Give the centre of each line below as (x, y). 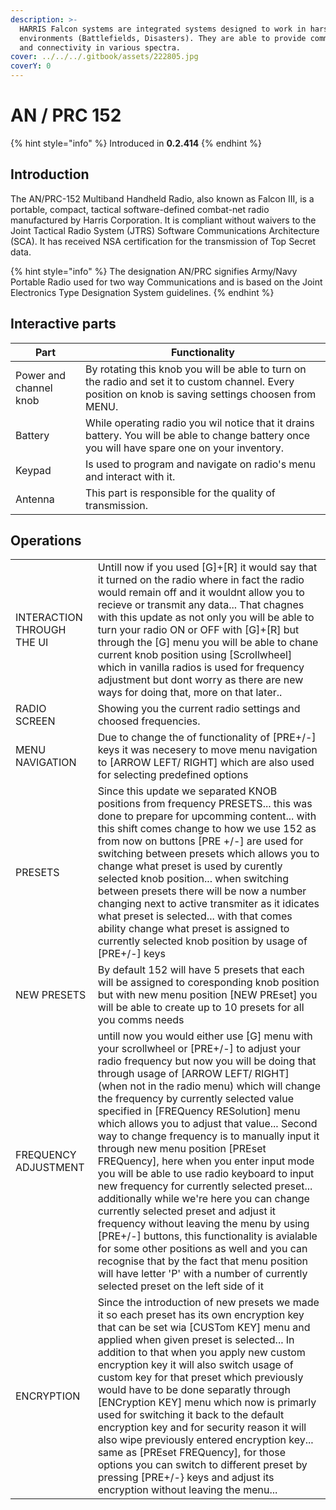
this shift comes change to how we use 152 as (207, 829)
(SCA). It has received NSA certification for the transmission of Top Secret (163, 241)
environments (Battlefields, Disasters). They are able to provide (163, 38)
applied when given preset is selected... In (196, 1340)
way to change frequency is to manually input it (208, 1136)
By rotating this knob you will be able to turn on (195, 369)
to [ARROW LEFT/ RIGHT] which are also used (206, 763)
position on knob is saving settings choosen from (200, 394)
